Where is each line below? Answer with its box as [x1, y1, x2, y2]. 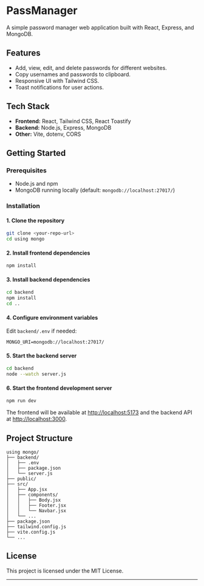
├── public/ [6, 476, 36, 482]
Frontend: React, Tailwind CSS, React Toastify [15, 117, 132, 125]
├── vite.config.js [6, 529, 56, 535]
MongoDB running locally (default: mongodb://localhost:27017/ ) [15, 186, 175, 194]
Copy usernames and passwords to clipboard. [15, 71, 131, 78]
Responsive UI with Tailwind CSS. [15, 77, 100, 84]
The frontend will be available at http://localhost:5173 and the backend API [6, 409, 192, 416]
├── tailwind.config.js [6, 524, 67, 530]
